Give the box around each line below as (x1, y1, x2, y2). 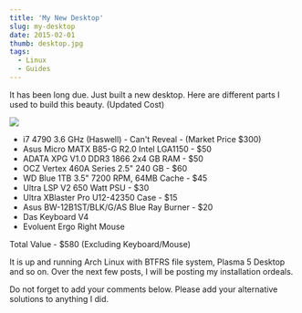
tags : (9, 47, 30, 57)
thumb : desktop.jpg (9, 38, 84, 48)
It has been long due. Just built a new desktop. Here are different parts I (9, 89, 280, 100)
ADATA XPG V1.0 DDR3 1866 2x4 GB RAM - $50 (22, 152, 203, 164)
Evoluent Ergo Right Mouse (22, 221, 125, 232)
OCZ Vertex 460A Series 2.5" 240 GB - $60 (22, 162, 188, 173)
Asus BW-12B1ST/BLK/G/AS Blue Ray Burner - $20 (22, 202, 213, 213)
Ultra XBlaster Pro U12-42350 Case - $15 (22, 192, 178, 203)
